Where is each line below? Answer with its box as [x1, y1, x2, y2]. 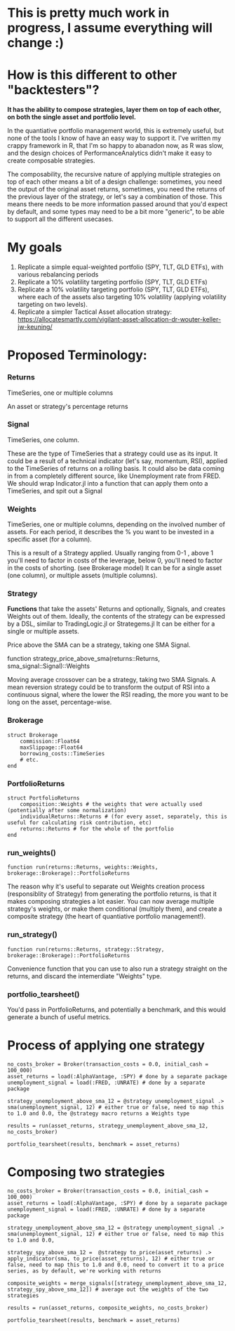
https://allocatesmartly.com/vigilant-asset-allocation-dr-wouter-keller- [17, 315, 222, 324]
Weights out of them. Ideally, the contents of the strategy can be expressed [7, 612, 226, 621]
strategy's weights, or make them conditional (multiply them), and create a [7, 904, 222, 913]
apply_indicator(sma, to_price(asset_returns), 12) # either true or [7, 1255, 215, 1262]
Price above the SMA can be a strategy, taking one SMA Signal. [7, 641, 191, 649]
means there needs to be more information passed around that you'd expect [7, 200, 228, 208]
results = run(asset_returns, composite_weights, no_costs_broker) [7, 1304, 209, 1311]
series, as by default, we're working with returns [7, 1267, 161, 1275]
